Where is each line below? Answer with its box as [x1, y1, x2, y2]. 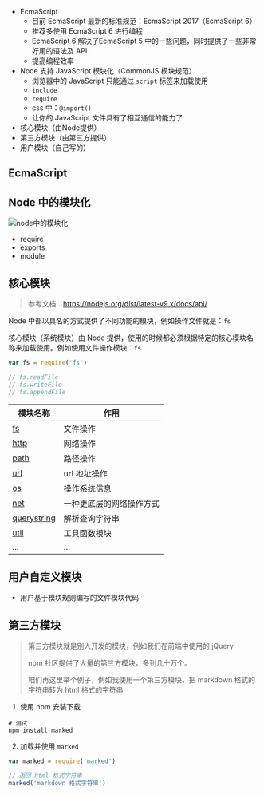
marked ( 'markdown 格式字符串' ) [8, 779, 106, 787]
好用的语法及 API [31, 46, 88, 55]
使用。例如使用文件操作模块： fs [35, 343, 142, 353]
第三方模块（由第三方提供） [19, 133, 112, 142]
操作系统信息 [63, 483, 112, 494]
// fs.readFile [8, 373, 59, 381]
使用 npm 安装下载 [19, 702, 81, 712]
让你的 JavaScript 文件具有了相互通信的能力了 [31, 113, 183, 122]
